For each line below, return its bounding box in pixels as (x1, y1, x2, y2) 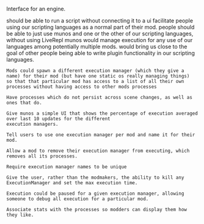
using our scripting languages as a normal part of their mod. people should (6, 24, 195, 31)
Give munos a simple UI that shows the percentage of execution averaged (6, 110, 199, 117)
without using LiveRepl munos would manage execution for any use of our (6, 37, 193, 43)
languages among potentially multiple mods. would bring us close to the (6, 43, 188, 50)
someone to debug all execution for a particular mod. (6, 196, 149, 202)
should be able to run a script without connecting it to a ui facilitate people (6, 17, 194, 24)
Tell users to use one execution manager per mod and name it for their (6, 132, 195, 138)
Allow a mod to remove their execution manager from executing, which (6, 148, 190, 154)
